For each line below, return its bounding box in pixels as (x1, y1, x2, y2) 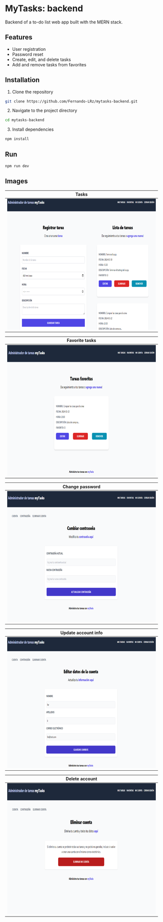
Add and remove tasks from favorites (12, 61, 86, 67)
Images (5, 177, 28, 185)
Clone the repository (12, 89, 53, 95)
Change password (62, 483, 101, 489)
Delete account (65, 776, 98, 782)
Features (5, 33, 33, 41)
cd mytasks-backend (5, 118, 45, 122)
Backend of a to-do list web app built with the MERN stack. (5, 19, 123, 25)
